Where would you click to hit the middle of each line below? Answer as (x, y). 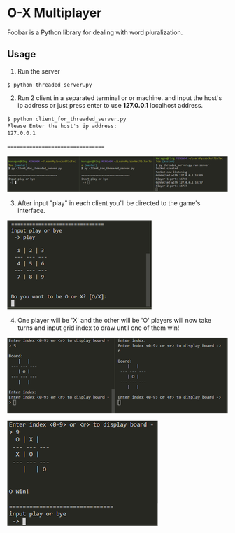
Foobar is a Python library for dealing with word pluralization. (95, 32)
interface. (31, 210)
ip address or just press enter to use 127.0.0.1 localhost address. (110, 105)
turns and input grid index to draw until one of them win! (98, 328)
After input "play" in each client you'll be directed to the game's (109, 203)
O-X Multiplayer (55, 13)
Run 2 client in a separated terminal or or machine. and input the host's (120, 98)
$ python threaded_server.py (50, 85)
